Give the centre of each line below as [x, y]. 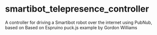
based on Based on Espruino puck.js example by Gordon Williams [71, 27]
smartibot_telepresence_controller [77, 9]
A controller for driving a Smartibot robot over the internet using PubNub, [79, 22]
